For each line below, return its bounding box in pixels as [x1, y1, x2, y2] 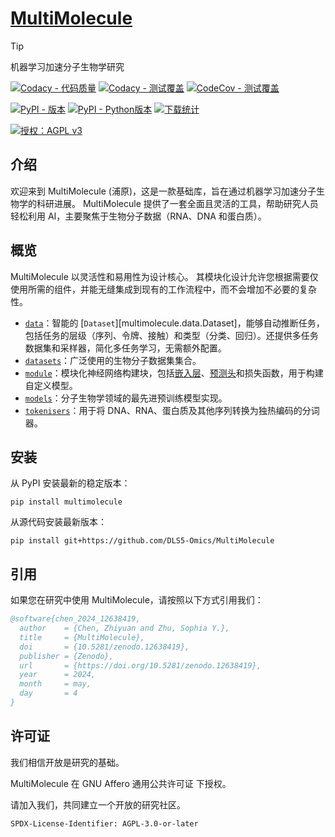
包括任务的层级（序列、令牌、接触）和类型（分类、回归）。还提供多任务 [24, 329, 319, 341]
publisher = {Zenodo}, [19, 651, 114, 661]
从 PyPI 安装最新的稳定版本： [10, 477, 131, 489]
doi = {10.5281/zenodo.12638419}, [19, 642, 190, 652]
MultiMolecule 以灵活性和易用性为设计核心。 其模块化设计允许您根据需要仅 [10, 270, 319, 282]
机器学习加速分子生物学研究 [10, 60, 125, 72]
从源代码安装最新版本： [10, 516, 107, 528]
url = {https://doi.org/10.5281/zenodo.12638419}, [19, 660, 262, 671]
